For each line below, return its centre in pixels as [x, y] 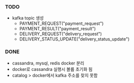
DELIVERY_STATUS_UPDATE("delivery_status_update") [75, 39]
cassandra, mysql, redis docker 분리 [48, 63]
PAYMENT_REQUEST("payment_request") [61, 23]
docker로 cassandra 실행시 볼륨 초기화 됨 [52, 69]
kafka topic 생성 [28, 18]
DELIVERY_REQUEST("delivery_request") [61, 34]
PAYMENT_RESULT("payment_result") [57, 29]
